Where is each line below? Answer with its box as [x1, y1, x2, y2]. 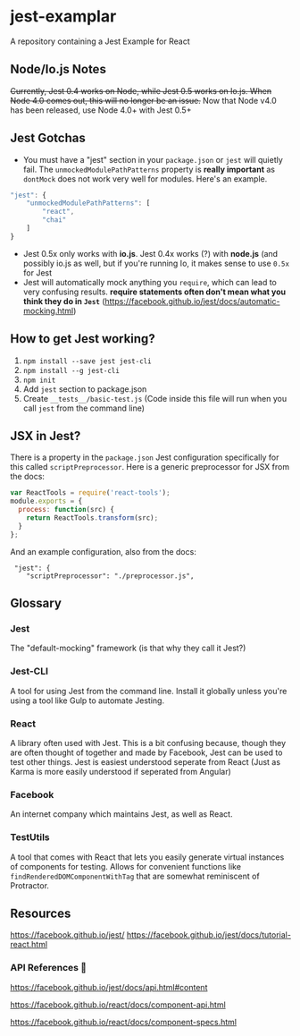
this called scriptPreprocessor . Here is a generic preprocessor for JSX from [10, 462, 289, 472]
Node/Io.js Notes [10, 62, 106, 77]
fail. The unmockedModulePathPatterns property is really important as [22, 164, 276, 174]
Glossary [10, 596, 62, 611]
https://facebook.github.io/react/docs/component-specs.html [10, 1016, 237, 1027]
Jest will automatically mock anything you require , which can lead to [22, 276, 278, 287]
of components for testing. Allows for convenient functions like [10, 861, 242, 871]
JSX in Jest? [10, 429, 81, 444]
